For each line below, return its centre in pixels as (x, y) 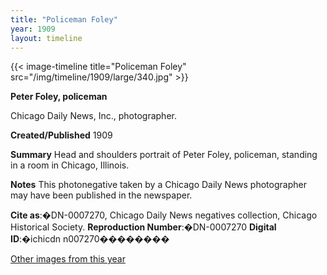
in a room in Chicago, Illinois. (70, 165)
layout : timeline (46, 38)
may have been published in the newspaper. (101, 195)
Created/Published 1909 (61, 135)
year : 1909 (33, 29)
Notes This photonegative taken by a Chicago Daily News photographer (158, 185)
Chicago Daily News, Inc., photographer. (93, 116)
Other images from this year (68, 259)
